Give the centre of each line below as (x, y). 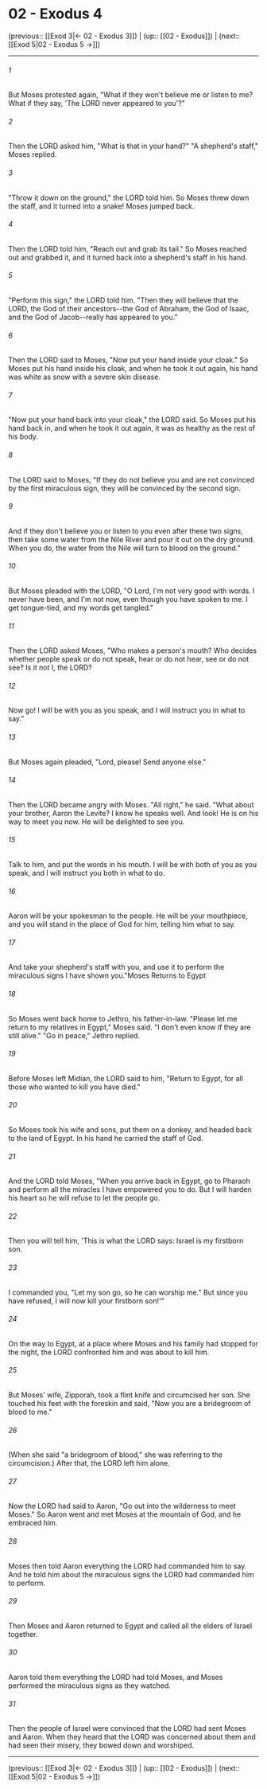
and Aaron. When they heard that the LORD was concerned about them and (132, 1737)
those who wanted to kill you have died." (75, 1087)
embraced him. (33, 1523)
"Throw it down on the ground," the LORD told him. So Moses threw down (129, 197)
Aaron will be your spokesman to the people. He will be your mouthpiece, (128, 916)
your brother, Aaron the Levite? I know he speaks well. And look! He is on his (133, 813)
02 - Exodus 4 (56, 14)
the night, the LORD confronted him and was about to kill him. (109, 1352)
